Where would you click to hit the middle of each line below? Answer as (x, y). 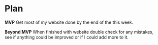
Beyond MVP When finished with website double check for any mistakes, (79, 32)
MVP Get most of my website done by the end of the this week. (69, 22)
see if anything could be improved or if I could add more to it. (67, 37)
